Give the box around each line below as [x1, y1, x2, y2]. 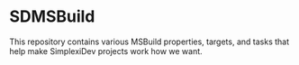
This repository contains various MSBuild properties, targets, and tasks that [9, 36, 290, 47]
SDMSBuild [9, 6, 95, 27]
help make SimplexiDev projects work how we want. [9, 45, 203, 56]
